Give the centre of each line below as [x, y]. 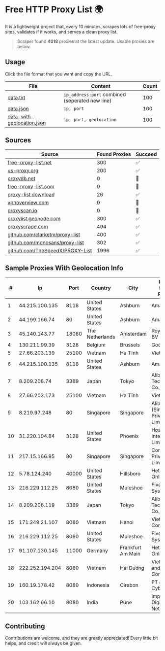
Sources [18, 140]
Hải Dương [132, 568]
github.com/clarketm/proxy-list [44, 235]
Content [101, 86]
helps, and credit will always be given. [43, 643]
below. [24, 46]
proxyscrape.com [28, 226]
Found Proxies [114, 154]
